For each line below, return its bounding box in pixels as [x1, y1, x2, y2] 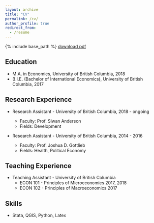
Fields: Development [19, 123, 62, 129]
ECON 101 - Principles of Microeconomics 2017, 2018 [19, 180, 127, 186]
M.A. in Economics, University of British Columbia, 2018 [12, 71, 125, 77]
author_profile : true [5, 21, 50, 26]
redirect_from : [5, 26, 36, 30]
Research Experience [5, 95, 72, 104]
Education [5, 57, 37, 66]
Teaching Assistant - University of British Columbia [12, 175, 116, 181]
